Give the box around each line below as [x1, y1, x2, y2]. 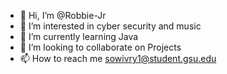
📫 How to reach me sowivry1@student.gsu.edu [19, 53, 217, 64]
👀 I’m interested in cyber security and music [19, 20, 202, 32]
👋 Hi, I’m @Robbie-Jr [19, 10, 107, 21]
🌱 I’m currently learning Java [19, 31, 139, 42]
